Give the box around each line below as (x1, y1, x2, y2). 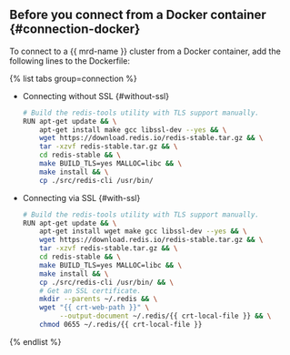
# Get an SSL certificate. (39, 286, 142, 295)
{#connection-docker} (9, 22, 141, 37)
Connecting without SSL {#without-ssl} (22, 90, 170, 101)
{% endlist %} (9, 336, 62, 347)
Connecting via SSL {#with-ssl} (22, 192, 141, 203)
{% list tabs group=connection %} (9, 73, 138, 84)
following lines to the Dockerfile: (9, 55, 130, 66)
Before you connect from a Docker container (9, 7, 266, 23)
